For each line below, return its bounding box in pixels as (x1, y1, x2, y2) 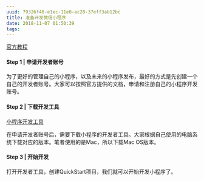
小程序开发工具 (6, 118, 44, 125)
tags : (6, 26, 20, 32)
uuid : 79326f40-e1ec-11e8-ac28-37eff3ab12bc (6, 9, 121, 15)
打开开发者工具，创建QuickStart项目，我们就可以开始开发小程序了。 (6, 168, 177, 175)
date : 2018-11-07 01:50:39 (6, 20, 75, 26)
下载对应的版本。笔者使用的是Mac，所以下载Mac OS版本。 (11, 138, 160, 146)
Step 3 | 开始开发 (6, 153, 49, 161)
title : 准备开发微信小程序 (6, 15, 67, 21)
